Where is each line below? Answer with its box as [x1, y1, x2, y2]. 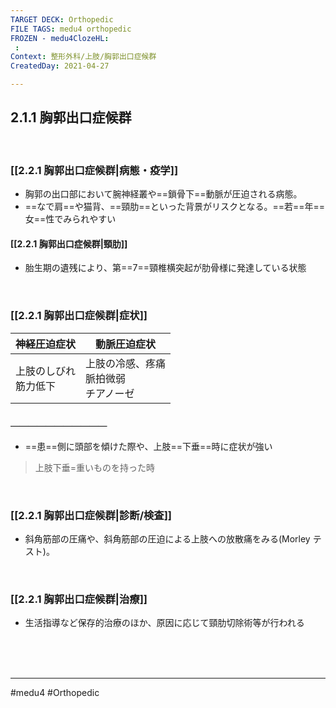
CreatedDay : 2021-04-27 [10, 61, 110, 71]
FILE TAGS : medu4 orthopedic [10, 24, 132, 34]
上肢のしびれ [15, 364, 77, 378]
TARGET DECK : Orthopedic [10, 14, 114, 25]
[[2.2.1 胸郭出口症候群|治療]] [10, 592, 148, 606]
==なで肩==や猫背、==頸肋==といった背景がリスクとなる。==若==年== [24, 201, 326, 213]
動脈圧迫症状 [95, 337, 157, 351]
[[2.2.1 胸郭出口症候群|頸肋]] [10, 237, 128, 250]
